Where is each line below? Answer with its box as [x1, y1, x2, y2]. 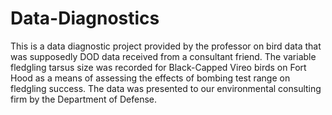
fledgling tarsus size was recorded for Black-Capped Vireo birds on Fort [10, 61, 307, 73]
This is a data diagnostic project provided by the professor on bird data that [10, 40, 322, 52]
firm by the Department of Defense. [10, 93, 158, 105]
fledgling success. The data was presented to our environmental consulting [10, 82, 322, 94]
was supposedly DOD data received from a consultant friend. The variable [10, 50, 317, 62]
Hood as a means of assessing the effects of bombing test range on [10, 72, 291, 84]
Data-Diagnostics [10, 7, 160, 30]
